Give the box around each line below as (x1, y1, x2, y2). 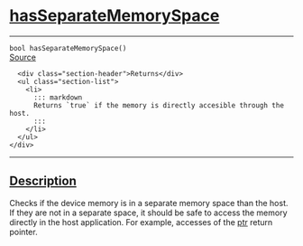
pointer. (9, 226, 38, 237)
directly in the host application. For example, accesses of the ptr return (9, 216, 273, 227)
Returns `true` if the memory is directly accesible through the (32, 100, 284, 109)
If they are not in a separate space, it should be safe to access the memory (9, 207, 288, 218)
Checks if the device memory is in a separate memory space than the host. (9, 197, 289, 208)
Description (9, 174, 77, 189)
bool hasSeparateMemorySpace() (9, 43, 127, 52)
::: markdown (32, 92, 83, 102)
